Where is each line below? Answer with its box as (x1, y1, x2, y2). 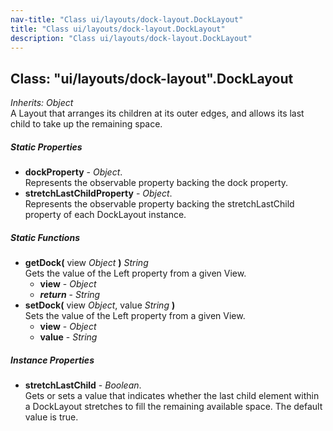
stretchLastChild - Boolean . (24, 379, 142, 391)
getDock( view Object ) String (24, 257, 149, 269)
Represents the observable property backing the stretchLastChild (24, 198, 295, 210)
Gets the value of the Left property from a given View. (24, 267, 247, 280)
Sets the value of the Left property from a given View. (24, 310, 246, 322)
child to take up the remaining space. (10, 118, 163, 130)
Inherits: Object (10, 97, 74, 109)
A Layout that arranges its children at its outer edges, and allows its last (10, 107, 305, 120)
